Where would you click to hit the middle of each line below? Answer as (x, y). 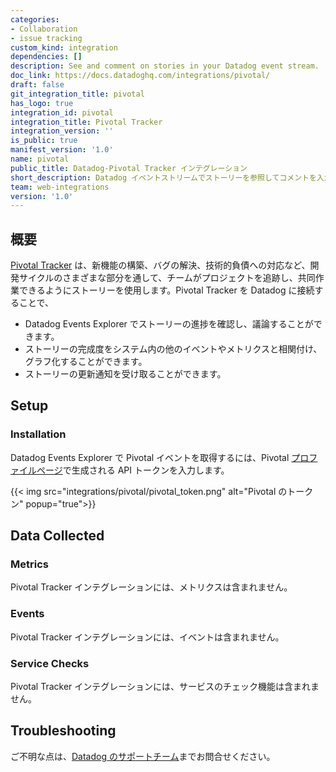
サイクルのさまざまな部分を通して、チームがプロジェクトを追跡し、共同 (167, 278)
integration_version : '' (62, 131)
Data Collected (57, 536)
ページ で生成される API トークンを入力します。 (133, 470)
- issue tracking (46, 38)
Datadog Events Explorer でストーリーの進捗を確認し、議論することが (169, 324)
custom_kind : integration (64, 47)
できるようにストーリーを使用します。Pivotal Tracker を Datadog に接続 (166, 290)
